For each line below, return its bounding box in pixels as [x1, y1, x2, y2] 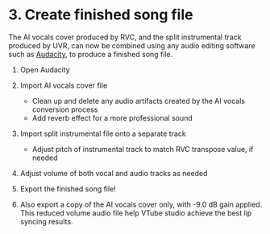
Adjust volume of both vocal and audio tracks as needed [19, 168, 208, 178]
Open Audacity [19, 64, 70, 74]
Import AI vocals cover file [19, 80, 108, 90]
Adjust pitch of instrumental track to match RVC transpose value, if [31, 144, 254, 154]
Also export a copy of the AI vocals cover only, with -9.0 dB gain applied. [19, 199, 263, 209]
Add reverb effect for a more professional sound [31, 113, 193, 122]
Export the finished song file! [19, 183, 117, 194]
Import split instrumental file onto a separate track [19, 129, 187, 138]
